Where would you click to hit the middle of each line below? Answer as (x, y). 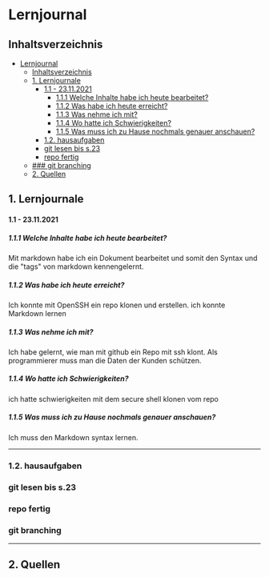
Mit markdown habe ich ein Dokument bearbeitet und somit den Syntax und (133, 258)
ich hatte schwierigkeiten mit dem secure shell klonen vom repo (113, 399)
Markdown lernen (37, 313)
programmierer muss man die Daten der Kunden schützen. (105, 360)
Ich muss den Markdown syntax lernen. (73, 437)
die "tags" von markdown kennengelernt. (76, 266)
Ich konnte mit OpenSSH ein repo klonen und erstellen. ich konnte (117, 305)
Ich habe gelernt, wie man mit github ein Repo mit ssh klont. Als (113, 352)
